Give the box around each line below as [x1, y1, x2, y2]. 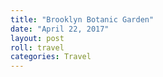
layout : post [10, 33, 65, 43]
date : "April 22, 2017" [10, 24, 110, 34]
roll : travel [10, 42, 65, 53]
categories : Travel [10, 52, 92, 62]
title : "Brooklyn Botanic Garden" [10, 14, 155, 25]
